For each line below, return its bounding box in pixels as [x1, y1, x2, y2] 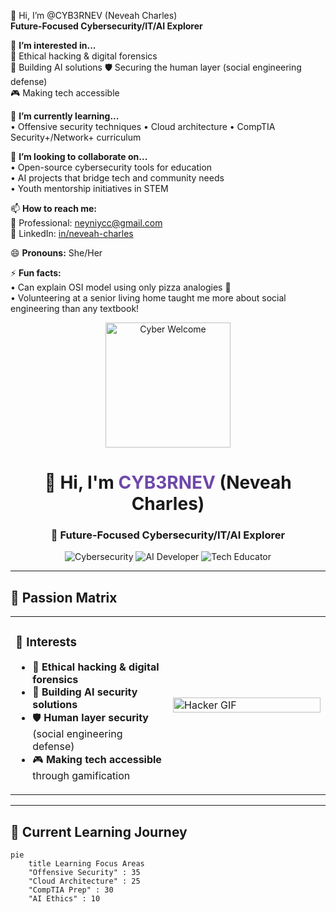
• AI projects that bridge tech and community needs [10, 172, 225, 184]
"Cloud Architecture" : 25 [28, 876, 141, 887]
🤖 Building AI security [32, 685, 138, 699]
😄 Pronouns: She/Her [10, 247, 103, 259]
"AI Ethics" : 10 [28, 894, 101, 904]
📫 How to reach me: [10, 203, 98, 214]
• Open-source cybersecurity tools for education [10, 161, 213, 173]
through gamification [32, 769, 131, 783]
